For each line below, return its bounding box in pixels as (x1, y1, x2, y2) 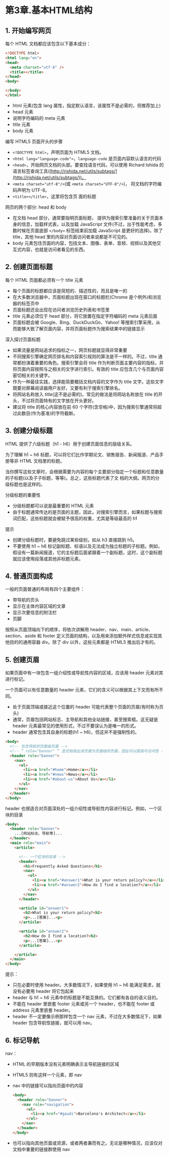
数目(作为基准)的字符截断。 (21, 410, 78, 416)
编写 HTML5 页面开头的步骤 (5, 138, 63, 144)
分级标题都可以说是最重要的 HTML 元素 (12, 502, 94, 509)
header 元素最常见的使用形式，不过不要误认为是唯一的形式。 (12, 723, 139, 729)
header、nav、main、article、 (90, 627, 153, 633)
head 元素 (12, 109, 34, 115)
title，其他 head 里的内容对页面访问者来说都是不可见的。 (12, 233, 130, 240)
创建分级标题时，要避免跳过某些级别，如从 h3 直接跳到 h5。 (12, 536, 137, 543)
